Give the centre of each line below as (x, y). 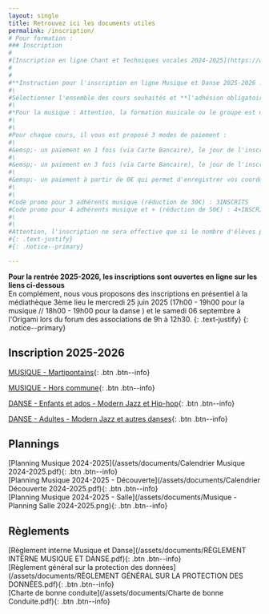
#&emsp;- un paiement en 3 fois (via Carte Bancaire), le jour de (121, 165)
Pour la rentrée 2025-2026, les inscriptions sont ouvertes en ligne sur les (133, 277)
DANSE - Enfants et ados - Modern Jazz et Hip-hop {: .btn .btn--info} (122, 403)
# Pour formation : (41, 38)
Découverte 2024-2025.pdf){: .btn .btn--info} (83, 489)
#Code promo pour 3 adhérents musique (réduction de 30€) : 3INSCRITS (128, 202)
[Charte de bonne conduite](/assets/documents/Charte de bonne (116, 593)
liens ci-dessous (37, 285)
